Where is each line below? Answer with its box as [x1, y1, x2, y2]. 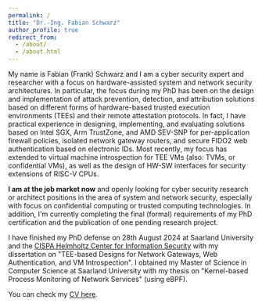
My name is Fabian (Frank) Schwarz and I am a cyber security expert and [8, 70, 245, 78]
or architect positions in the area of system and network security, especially [8, 193, 253, 202]
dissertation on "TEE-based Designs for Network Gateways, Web [8, 250, 218, 258]
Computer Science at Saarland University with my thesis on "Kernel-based [8, 266, 249, 275]
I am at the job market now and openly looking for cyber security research [8, 185, 249, 193]
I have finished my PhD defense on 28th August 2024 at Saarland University [8, 233, 254, 242]
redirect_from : [8, 33, 58, 42]
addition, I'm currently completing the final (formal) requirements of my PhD [8, 209, 253, 219]
